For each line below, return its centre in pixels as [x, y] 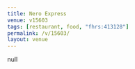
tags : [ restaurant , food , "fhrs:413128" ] [68, 26]
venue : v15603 [28, 20]
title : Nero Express [37, 14]
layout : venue [28, 40]
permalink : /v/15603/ [39, 33]
